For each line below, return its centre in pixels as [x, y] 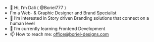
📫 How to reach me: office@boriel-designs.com [59, 34]
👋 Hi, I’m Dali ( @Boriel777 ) [38, 8]
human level [22, 23]
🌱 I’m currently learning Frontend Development [57, 29]
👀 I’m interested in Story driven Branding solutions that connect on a [79, 18]
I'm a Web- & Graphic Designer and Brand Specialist [63, 13]
